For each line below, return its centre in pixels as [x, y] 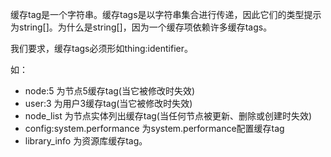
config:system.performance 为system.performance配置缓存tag [154, 128]
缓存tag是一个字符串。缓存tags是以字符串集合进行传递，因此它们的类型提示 [166, 14]
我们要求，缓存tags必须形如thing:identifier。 [101, 48]
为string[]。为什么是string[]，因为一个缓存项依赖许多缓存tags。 [141, 27]
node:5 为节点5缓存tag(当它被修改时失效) [110, 91]
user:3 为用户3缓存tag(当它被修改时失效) [108, 103]
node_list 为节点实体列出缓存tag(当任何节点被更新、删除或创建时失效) [168, 116]
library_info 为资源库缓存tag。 [86, 141]
